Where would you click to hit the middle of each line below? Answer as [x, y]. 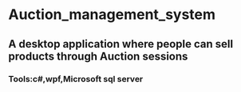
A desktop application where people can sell [121, 44]
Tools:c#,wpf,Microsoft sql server [76, 79]
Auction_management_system [112, 15]
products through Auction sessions [98, 56]
